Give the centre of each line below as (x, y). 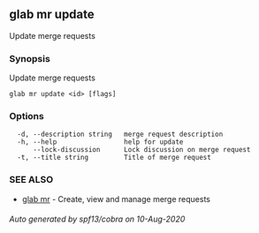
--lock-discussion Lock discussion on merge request (141, 150)
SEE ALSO (31, 180)
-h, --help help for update (100, 142)
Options (27, 116)
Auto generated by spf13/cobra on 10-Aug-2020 (97, 219)
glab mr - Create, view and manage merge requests (116, 199)
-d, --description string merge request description (120, 135)
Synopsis (30, 58)
